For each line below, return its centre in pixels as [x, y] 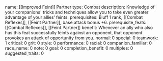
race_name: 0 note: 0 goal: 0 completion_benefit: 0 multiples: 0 [69, 48]
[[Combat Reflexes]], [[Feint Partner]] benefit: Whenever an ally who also [79, 28]
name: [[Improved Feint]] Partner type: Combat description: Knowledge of [80, 7]
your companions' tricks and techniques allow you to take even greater [77, 12]
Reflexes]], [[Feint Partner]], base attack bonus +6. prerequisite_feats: [76, 22]
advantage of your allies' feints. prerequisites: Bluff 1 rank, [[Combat [74, 17]
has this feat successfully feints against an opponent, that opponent [74, 33]
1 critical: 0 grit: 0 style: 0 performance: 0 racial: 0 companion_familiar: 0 [79, 43]
